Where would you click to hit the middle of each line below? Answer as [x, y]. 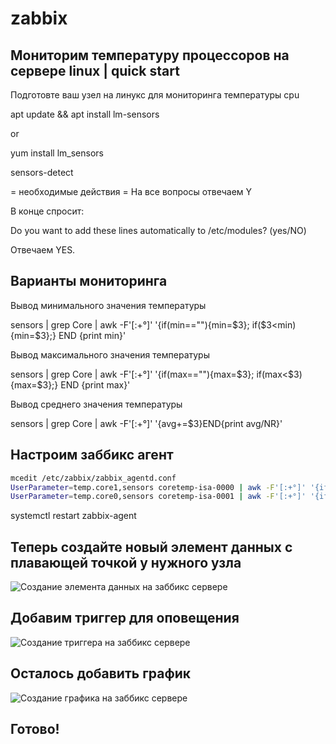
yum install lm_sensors [57, 153]
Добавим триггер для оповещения [125, 618]
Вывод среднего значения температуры [96, 404]
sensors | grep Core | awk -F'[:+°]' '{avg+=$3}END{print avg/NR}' [146, 423]
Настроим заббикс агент [92, 455]
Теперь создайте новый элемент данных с [151, 547]
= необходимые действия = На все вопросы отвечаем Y [131, 191]
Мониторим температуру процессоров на [150, 55]
